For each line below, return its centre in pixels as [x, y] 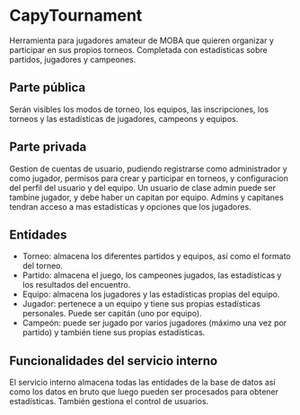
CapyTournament [76, 16]
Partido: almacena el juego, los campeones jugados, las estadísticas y [152, 275]
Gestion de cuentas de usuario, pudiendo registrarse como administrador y [148, 169]
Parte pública [48, 87]
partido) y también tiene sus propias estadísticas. [114, 333]
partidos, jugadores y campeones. [73, 59]
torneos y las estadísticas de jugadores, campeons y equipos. [124, 118]
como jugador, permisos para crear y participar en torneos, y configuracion [149, 178]
